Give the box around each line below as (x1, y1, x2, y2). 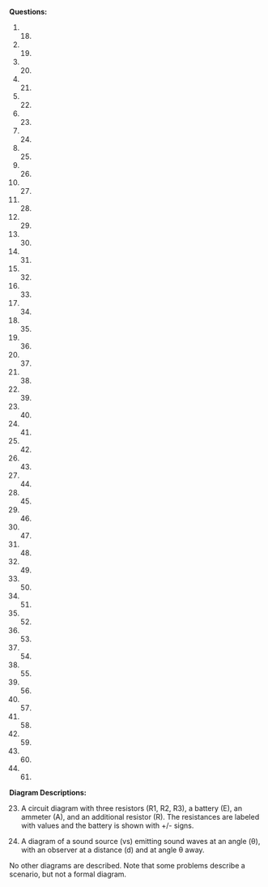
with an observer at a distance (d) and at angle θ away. (20, 845, 205, 855)
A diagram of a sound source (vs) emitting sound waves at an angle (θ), (20, 837, 261, 846)
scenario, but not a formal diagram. (9, 869, 127, 879)
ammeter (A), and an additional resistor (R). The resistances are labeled (20, 812, 260, 821)
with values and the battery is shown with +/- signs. (20, 821, 194, 830)
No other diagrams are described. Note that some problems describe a (9, 861, 245, 870)
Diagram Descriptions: (9, 788, 87, 797)
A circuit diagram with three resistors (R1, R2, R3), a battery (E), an (20, 803, 242, 813)
